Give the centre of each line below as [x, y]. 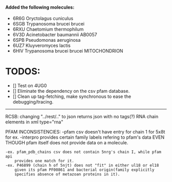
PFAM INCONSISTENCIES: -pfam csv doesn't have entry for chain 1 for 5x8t [85, 132]
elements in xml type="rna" [34, 122]
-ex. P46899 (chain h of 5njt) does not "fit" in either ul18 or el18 [82, 166]
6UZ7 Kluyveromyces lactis [41, 45]
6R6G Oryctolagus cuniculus [43, 18]
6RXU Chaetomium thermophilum [48, 29]
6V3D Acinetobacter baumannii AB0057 [55, 35]
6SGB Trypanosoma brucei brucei [48, 24]
